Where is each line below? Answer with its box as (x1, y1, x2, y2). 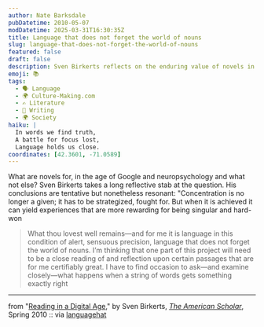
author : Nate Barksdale (8, 11, 86, 20)
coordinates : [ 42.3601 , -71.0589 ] (8, 150, 122, 158)
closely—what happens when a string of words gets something (27, 270, 232, 280)
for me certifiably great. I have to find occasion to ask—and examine (27, 263, 249, 272)
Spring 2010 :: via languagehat (8, 310, 107, 319)
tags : (8, 77, 26, 85)
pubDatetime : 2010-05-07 (8, 19, 90, 27)
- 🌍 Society (15, 114, 57, 122)
